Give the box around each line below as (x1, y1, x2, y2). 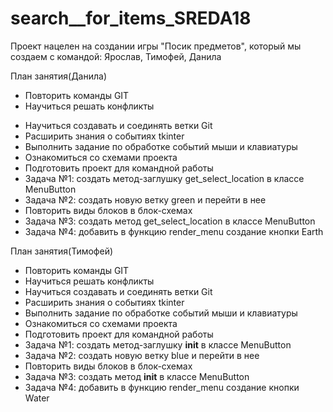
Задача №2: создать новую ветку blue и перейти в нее (24, 349, 260, 361)
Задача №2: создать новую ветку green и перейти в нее (24, 193, 267, 206)
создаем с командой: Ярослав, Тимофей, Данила (10, 50, 222, 62)
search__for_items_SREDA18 (10, 7, 252, 30)
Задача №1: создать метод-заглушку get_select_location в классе (24, 172, 305, 184)
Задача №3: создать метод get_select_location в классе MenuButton (24, 215, 316, 227)
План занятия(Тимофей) (10, 245, 114, 257)
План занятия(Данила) (10, 70, 108, 82)
